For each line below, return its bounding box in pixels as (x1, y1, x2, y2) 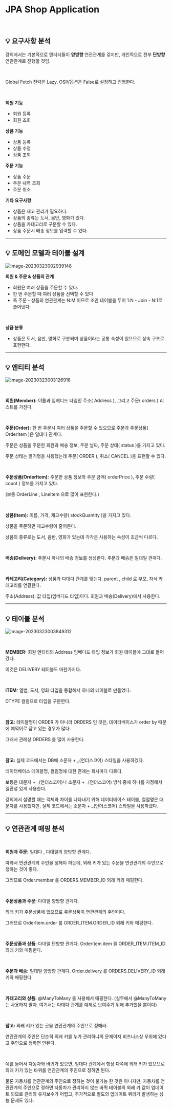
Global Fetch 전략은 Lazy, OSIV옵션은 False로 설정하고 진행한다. (5, 79, 136, 85)
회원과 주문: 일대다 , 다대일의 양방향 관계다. (5, 849, 91, 855)
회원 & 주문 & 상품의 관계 (5, 273, 54, 280)
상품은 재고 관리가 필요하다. (12, 208, 68, 214)
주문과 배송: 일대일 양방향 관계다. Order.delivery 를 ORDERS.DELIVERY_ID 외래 (5, 968, 165, 974)
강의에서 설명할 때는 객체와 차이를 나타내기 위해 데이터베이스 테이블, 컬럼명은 (5, 797, 159, 803)
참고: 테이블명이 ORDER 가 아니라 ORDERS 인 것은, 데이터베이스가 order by (5, 719, 157, 725)
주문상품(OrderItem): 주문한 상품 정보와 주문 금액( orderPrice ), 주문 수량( (5, 474, 155, 480)
